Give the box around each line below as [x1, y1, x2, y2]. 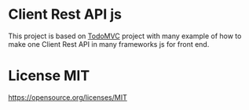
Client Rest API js [8, 5, 122, 23]
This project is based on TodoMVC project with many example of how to [8, 31, 242, 41]
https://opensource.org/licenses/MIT [8, 92, 127, 102]
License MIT [8, 67, 90, 85]
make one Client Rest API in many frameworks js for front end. [8, 39, 210, 48]
